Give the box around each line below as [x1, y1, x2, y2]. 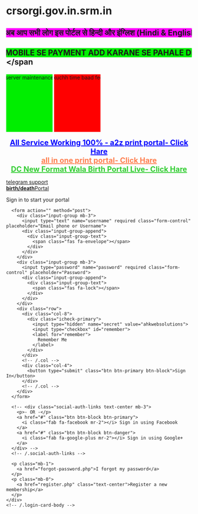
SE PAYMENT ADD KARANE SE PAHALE [32, 47, 181, 57]
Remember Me [37, 337, 67, 343]
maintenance [19, 74, 51, 81]
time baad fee [67, 74, 100, 81]
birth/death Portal [6, 184, 49, 191]
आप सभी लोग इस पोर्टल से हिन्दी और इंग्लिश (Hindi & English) [12, 28, 196, 38]
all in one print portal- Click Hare [41, 155, 157, 165]
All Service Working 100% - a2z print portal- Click [9, 138, 189, 147]
